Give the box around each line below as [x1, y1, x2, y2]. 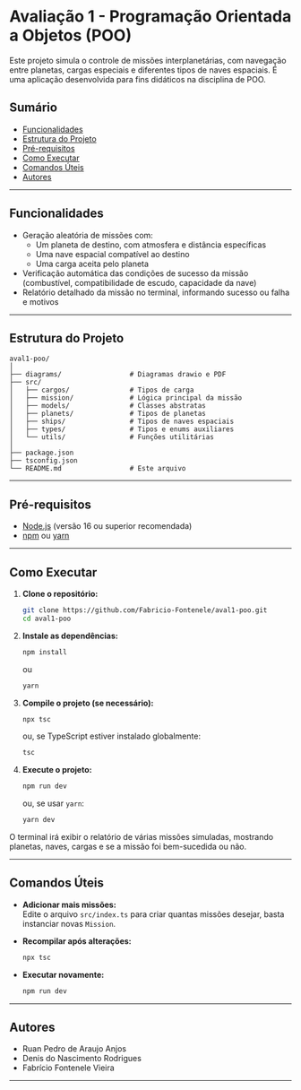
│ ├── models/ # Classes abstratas [9, 402, 206, 411]
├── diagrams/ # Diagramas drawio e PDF [9, 370, 227, 379]
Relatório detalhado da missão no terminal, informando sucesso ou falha [21, 287, 290, 298]
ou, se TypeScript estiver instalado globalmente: [21, 731, 202, 741]
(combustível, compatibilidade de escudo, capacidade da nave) [21, 277, 257, 288]
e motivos [21, 296, 59, 307]
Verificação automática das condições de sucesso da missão [21, 267, 249, 279]
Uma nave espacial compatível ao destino [35, 248, 190, 259]
